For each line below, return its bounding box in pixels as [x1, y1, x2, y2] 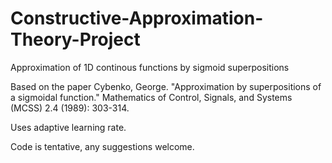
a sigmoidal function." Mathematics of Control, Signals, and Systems [10, 91, 293, 103]
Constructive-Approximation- [10, 7, 264, 30]
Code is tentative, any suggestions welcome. [10, 140, 195, 152]
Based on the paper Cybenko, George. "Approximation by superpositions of [10, 80, 322, 92]
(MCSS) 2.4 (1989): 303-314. [10, 102, 130, 114]
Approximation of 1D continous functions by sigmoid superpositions [10, 61, 290, 73]
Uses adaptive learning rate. [10, 121, 127, 133]
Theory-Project [10, 28, 141, 51]
